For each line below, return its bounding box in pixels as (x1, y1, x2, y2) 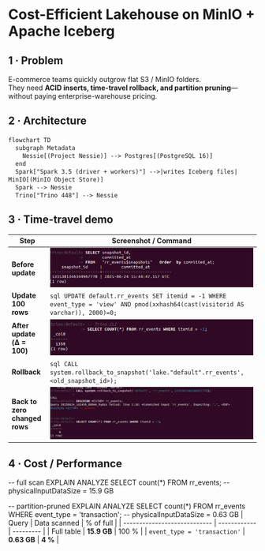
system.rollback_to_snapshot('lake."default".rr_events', (50, 369, 244, 377)
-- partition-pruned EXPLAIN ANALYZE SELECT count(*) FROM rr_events (8, 501, 246, 511)
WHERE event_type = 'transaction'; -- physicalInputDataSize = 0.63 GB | (8, 510, 244, 519)
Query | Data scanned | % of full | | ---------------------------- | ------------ (8, 519, 257, 528)
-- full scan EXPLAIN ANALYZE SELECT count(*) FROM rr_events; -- (8, 478, 230, 487)
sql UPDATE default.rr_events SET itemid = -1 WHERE (50, 292, 227, 301)
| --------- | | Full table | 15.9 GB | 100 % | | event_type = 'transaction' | (8, 527, 246, 536)
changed (11, 413, 42, 423)
